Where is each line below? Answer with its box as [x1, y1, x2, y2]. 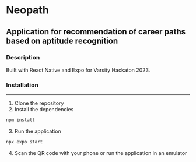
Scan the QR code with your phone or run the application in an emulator [14, 149, 187, 156]
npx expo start [6, 139, 43, 145]
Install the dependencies [14, 106, 74, 113]
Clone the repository [14, 100, 64, 107]
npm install [6, 117, 35, 123]
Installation [6, 81, 39, 89]
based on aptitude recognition [6, 36, 118, 45]
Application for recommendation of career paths [6, 27, 186, 37]
